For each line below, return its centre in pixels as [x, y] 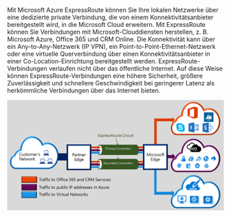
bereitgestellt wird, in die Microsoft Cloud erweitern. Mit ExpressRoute [107, 24]
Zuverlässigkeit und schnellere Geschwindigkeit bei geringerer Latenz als [111, 83]
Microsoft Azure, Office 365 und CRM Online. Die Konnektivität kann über [111, 39]
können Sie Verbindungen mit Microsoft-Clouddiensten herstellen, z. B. [108, 32]
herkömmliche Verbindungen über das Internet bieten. [84, 90]
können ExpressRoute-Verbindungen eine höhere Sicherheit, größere [105, 76]
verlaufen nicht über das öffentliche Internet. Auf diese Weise [136, 69]
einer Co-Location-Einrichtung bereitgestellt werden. [82, 61]
